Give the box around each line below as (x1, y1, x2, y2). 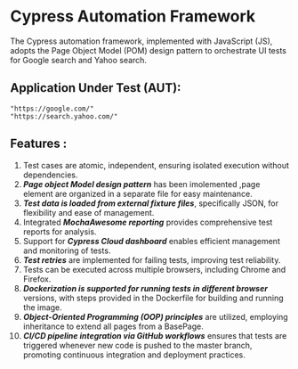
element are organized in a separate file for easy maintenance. (22, 188, 253, 199)
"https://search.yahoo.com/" (10, 111, 118, 121)
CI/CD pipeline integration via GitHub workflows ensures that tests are (22, 330, 287, 340)
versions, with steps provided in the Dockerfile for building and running (22, 292, 284, 303)
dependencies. (22, 169, 78, 180)
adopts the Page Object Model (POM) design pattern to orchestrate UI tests (10, 45, 287, 55)
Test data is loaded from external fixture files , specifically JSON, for (22, 198, 279, 209)
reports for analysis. (22, 225, 97, 237)
